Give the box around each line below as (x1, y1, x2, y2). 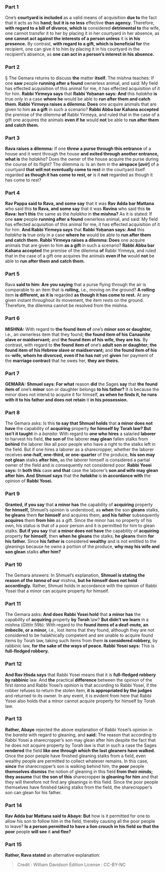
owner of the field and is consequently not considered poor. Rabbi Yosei (5, 462, 152, 468)
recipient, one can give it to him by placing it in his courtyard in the (5, 46, 140, 52)
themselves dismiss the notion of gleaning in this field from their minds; (5, 768, 153, 774)
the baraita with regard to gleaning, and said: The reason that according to (5, 731, 157, 738)
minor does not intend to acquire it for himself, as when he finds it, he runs (5, 392, 157, 398)
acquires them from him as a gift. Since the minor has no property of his (5, 517, 152, 523)
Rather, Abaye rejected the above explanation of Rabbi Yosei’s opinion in (5, 727, 153, 732)
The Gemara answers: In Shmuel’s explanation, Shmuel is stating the (5, 572, 145, 578)
